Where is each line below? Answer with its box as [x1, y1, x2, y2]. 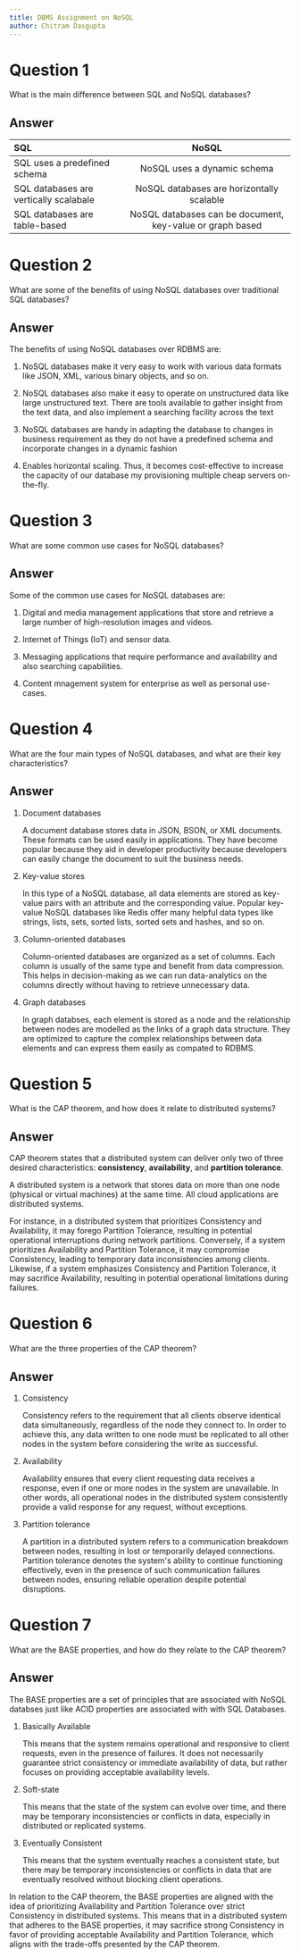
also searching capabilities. [21, 660, 123, 671]
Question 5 [9, 1074, 93, 1094]
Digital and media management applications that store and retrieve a [21, 607, 274, 617]
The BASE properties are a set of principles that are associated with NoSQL [9, 1694, 287, 1704]
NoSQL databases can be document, [129, 208, 284, 221]
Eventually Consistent [21, 1837, 103, 1848]
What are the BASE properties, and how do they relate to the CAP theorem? [9, 1644, 287, 1655]
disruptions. [21, 1584, 67, 1594]
